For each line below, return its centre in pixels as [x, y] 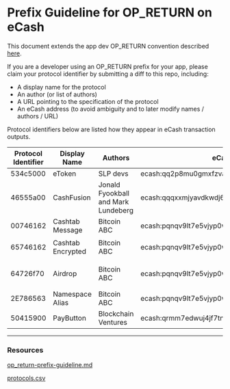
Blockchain [116, 314]
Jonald [110, 185]
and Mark [114, 202]
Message [68, 230]
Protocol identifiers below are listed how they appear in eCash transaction [111, 129]
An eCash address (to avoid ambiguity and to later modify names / [110, 109]
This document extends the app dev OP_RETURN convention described [108, 46]
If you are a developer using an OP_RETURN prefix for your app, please [108, 66]
